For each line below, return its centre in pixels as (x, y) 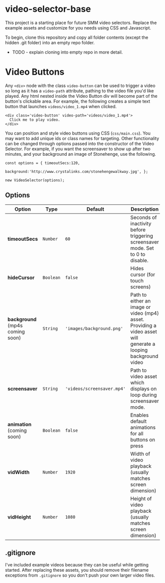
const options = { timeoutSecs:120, (42, 163)
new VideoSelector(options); (35, 180)
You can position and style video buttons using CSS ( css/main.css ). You (78, 133)
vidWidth (19, 472)
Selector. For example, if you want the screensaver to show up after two (78, 149)
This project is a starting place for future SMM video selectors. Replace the (81, 23)
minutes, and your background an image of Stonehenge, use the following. (81, 154)
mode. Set (142, 248)
